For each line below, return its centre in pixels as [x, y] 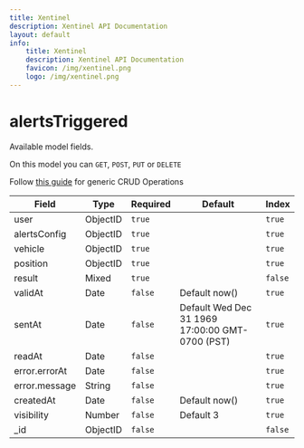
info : [19, 43]
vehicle [29, 248]
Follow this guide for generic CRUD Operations [96, 181]
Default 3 [199, 415]
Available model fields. [51, 147]
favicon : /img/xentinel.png [78, 69]
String [98, 386]
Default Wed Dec [216, 307]
